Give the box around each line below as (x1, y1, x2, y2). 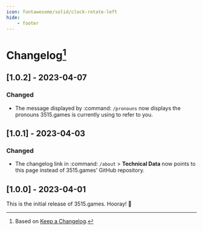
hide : (6, 15, 20, 21)
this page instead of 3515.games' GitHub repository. (14, 167, 145, 174)
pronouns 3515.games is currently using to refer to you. (14, 111, 153, 118)
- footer (17, 20, 39, 26)
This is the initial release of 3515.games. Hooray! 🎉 (6, 200, 132, 207)
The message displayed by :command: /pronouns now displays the (14, 104, 181, 112)
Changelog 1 (6, 46, 66, 62)
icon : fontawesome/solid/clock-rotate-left (6, 8, 118, 15)
